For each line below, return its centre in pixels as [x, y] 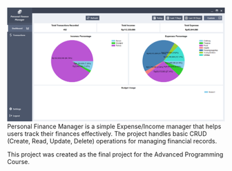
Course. [18, 162]
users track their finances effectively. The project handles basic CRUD [107, 134]
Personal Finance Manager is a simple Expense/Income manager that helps [114, 127]
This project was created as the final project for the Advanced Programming [115, 154]
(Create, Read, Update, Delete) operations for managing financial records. [112, 141]
